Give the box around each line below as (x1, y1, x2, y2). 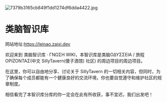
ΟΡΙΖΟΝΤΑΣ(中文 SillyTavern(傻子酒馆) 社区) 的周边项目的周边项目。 (5, 58, 146, 64)
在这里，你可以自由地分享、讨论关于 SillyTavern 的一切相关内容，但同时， (5, 68, 157, 74)
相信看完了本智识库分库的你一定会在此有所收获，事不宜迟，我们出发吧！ (5, 91, 153, 97)
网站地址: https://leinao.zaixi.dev (5, 41, 71, 47)
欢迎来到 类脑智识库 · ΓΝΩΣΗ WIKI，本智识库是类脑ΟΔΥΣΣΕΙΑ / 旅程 (5, 51, 145, 57)
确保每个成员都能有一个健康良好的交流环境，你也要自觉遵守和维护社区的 (9, 75, 158, 81)
